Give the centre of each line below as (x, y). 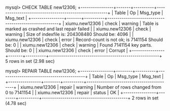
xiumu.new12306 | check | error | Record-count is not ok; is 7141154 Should (84, 40)
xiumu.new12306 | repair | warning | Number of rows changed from (91, 87)
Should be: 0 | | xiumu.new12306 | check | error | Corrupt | (66, 50)
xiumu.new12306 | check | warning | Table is (112, 23)
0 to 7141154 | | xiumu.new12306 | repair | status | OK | (62, 92)
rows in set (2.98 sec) (32, 61)
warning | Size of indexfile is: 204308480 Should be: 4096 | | (70, 34)
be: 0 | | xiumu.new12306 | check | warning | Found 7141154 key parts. (79, 45)
